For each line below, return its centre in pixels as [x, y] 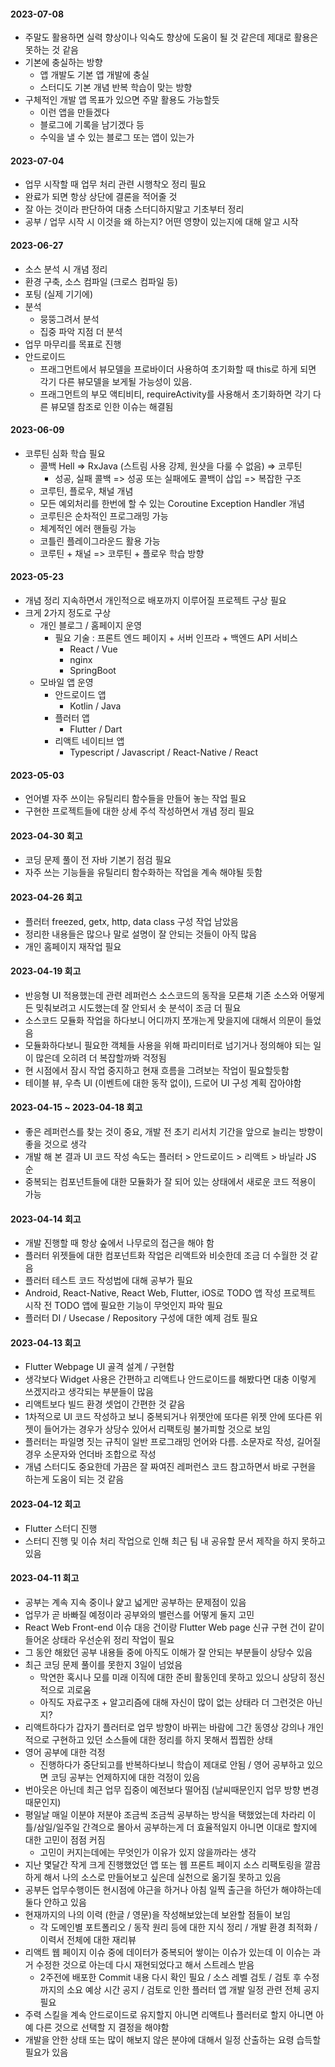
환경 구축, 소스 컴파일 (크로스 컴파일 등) [101, 281]
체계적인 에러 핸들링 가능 [88, 528]
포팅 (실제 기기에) [59, 294]
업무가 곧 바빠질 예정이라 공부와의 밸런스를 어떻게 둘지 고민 [139, 1614]
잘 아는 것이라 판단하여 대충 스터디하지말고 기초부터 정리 [134, 209]
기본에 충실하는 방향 [63, 62]
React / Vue [93, 649]
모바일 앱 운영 [66, 682]
